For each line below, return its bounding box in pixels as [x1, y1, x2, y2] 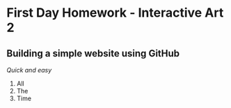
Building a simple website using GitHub [6, 47, 180, 59]
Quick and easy [6, 66, 52, 74]
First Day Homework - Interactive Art [6, 5, 224, 21]
